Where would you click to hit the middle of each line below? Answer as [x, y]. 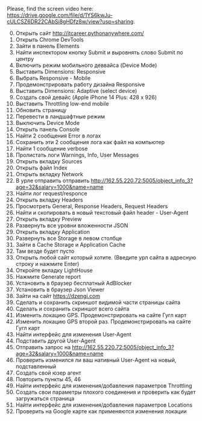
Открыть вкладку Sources [49, 161]
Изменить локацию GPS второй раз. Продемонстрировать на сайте [103, 321]
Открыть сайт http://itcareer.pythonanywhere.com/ [80, 33]
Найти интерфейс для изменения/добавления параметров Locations [104, 405]
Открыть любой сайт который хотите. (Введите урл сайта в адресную [106, 258]
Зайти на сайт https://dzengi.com [58, 296]
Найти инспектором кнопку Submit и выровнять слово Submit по [99, 52]
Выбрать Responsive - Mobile [53, 78]
